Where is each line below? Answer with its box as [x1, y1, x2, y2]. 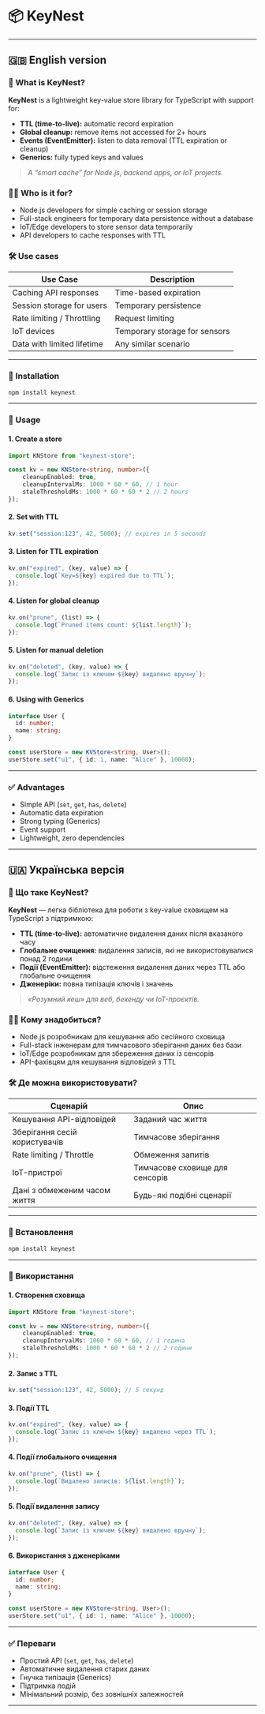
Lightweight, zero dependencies [19, 833, 125, 843]
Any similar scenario [114, 339, 191, 350]
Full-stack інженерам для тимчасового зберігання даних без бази [19, 1040, 242, 1050]
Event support [19, 825, 66, 834]
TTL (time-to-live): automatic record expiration [19, 118, 174, 128]
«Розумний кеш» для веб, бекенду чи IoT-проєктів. [27, 994, 200, 1004]
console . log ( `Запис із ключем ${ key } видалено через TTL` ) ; [15, 1428, 217, 1436]
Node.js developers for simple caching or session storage [19, 205, 207, 215]
